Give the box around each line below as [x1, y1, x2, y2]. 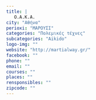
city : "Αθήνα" [6, 19, 41, 25]
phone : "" [6, 58, 31, 64]
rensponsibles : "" [6, 80, 51, 86]
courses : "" [6, 69, 35, 75]
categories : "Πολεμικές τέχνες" [6, 31, 85, 36]
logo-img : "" [6, 42, 38, 48]
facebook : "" [6, 52, 38, 58]
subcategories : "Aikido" [6, 36, 67, 42]
